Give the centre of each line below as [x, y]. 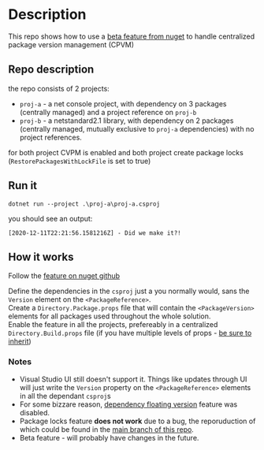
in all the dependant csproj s [65, 396]
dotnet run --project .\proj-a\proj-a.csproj [84, 204]
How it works [41, 257]
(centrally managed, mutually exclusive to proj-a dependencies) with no [137, 128]
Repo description [51, 70]
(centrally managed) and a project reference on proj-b [108, 112]
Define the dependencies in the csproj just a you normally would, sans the [129, 291]
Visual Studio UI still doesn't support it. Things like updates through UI [133, 379]
